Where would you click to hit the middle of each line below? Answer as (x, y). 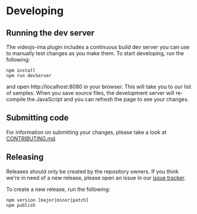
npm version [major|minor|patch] (47, 200)
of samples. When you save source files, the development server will (90, 93)
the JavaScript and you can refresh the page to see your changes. (108, 99)
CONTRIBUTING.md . (31, 138)
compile (16, 99)
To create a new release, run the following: (58, 189)
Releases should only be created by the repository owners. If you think (93, 171)
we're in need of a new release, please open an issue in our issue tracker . (96, 178)
